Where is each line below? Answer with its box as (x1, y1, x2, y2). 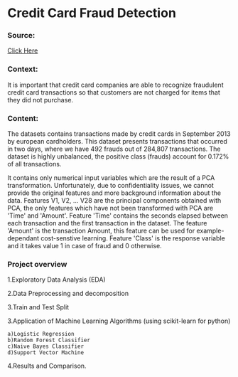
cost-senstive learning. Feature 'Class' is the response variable (40, 234, 225, 243)
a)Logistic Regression (7, 331, 75, 338)
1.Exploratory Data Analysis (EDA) (7, 275, 106, 284)
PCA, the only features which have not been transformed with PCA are (7, 204, 214, 213)
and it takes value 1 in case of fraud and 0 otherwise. (7, 242, 162, 250)
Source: (7, 31, 36, 41)
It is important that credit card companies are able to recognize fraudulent (7, 80, 224, 89)
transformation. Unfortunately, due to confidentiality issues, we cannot (7, 181, 215, 190)
